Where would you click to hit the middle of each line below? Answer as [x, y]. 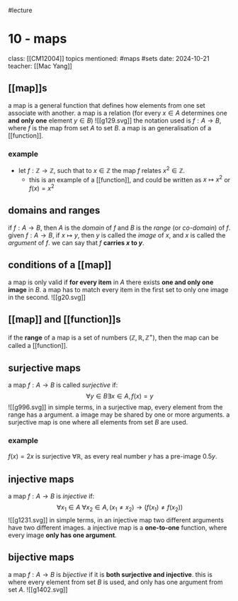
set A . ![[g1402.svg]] [38, 589]
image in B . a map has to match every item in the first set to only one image [118, 289]
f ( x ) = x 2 [42, 188]
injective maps [41, 479]
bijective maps [41, 557]
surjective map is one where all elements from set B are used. [98, 422]
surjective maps [44, 368]
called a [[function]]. [38, 346]
